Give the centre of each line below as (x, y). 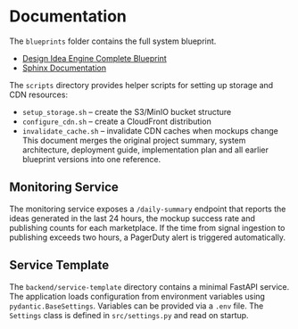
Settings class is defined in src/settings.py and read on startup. (129, 315)
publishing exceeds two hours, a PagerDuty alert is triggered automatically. (148, 237)
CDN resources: (39, 95)
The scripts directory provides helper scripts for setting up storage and (141, 85)
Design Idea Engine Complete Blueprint (94, 58)
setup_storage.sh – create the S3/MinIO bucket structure (127, 111)
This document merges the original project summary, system (134, 140)
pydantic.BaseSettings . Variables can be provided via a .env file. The (137, 306)
